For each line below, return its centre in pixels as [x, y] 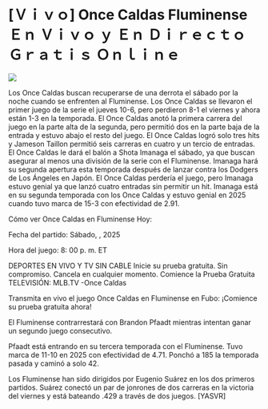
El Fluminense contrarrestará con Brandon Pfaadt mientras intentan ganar [130, 322]
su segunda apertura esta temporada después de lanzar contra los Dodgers [133, 169]
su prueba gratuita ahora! [50, 306]
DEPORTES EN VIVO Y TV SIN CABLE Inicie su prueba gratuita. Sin [118, 265]
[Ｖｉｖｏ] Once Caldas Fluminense [128, 15]
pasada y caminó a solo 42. [54, 363]
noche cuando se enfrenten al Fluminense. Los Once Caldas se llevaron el [130, 101]
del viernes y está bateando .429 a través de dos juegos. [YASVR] [117, 395]
